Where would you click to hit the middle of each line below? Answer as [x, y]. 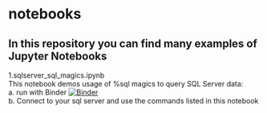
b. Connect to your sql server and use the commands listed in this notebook [133, 101]
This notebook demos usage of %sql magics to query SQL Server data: [126, 84]
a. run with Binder [38, 92]
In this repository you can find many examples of [133, 44]
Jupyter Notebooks [58, 56]
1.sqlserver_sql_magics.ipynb [57, 75]
